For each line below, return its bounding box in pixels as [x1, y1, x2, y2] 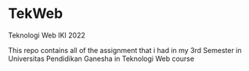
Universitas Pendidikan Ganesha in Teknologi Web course [8, 54, 194, 63]
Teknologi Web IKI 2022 [8, 30, 86, 40]
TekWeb [8, 5, 63, 23]
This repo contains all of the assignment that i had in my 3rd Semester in [8, 45, 242, 55]
